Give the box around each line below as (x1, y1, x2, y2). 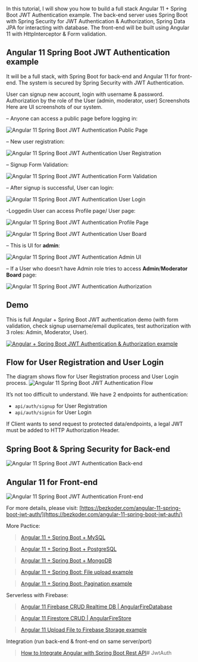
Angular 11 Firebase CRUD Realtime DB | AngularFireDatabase (20, 603, 172, 610)
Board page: (6, 271, 37, 278)
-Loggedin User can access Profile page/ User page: (6, 207, 136, 214)
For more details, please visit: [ (6, 505, 81, 512)
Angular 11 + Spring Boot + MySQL (20, 534, 106, 541)
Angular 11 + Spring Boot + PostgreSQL (20, 545, 117, 553)
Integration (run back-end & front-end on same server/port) (6, 638, 152, 645)
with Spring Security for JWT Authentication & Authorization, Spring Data (6, 18, 186, 24)
